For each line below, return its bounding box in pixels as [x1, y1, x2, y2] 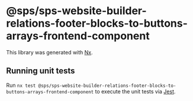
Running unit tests [6, 66, 75, 76]
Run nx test [6, 82, 36, 89]
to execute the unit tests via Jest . [95, 87, 176, 95]
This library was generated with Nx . [6, 48, 93, 56]
